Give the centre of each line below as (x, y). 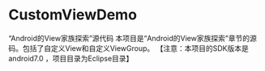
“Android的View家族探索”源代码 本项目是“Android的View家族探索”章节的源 (132, 38)
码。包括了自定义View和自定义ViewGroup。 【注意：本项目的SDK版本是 (128, 48)
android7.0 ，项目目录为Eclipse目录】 (71, 58)
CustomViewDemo (73, 15)
